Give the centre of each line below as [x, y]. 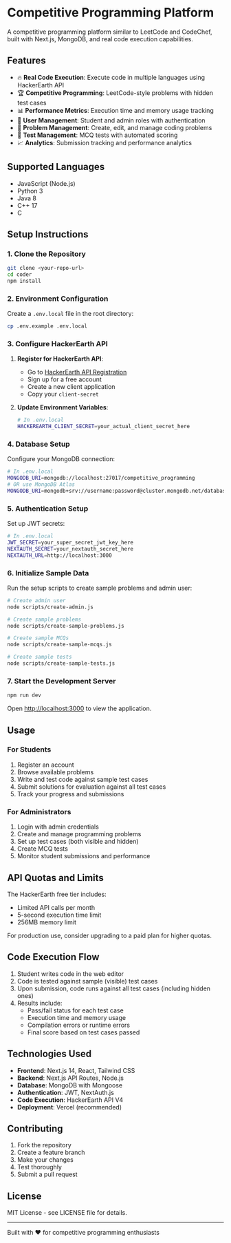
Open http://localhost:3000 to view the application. [79, 709]
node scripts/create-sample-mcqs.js [59, 645]
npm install [24, 281]
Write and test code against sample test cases [82, 779]
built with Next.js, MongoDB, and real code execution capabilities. [100, 39]
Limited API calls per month [56, 907]
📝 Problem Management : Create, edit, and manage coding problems [114, 127]
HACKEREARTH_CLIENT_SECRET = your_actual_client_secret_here [103, 427]
